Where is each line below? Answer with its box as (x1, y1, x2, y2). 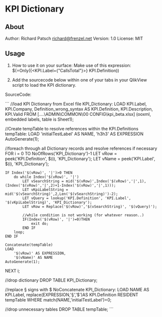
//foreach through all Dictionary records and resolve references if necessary (5, 145, 158, 151)
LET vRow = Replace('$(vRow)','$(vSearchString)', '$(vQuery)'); (22, 204, 158, 209)
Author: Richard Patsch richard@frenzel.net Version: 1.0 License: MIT (5, 35, 143, 41)
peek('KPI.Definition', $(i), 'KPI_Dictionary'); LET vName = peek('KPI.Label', (5, 156, 155, 161)
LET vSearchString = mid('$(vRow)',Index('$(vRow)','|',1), (22, 178, 146, 184)
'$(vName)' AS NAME (14, 255, 53, 260)
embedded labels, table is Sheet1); (5, 116, 74, 122)
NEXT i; (5, 268, 20, 273)
